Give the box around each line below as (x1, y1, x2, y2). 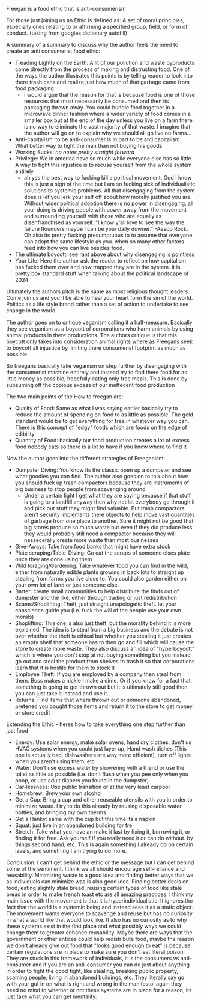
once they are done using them (14, 556, 92, 562)
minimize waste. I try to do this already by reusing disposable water (14, 802, 182, 809)
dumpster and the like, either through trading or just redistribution (14, 594, 177, 601)
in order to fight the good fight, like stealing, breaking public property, (6, 968, 179, 974)
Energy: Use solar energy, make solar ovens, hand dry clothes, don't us (14, 739, 192, 746)
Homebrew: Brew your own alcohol (14, 790, 102, 797)
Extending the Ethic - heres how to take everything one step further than (6, 721, 186, 728)
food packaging (14, 85, 54, 92)
